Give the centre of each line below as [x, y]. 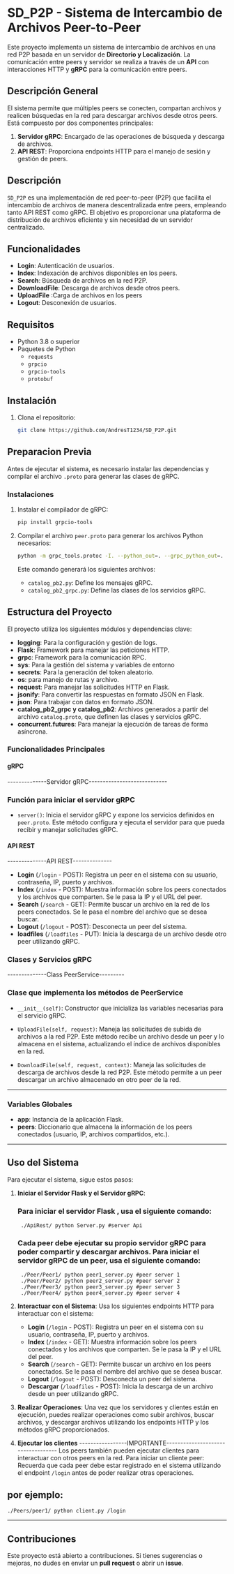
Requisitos [31, 325]
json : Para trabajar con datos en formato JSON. [86, 701]
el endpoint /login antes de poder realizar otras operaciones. [106, 1473]
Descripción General [53, 91]
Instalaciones [31, 494]
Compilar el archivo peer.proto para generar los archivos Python [110, 535]
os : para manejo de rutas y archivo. [68, 679]
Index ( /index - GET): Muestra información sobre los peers [112, 1342]
